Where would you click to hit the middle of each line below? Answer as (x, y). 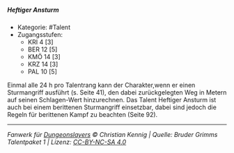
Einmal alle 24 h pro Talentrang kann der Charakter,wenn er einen (101, 85)
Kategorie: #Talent (44, 27)
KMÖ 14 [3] (44, 56)
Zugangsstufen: (40, 34)
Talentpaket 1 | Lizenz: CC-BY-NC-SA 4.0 (67, 142)
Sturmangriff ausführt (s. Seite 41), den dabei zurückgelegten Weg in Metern (117, 92)
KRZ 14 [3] (43, 64)
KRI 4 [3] (40, 42)
